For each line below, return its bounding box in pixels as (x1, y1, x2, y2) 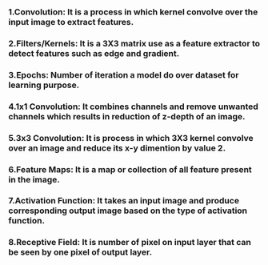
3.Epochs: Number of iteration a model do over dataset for (8, 69, 239, 80)
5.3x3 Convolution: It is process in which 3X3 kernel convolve (8, 132, 254, 143)
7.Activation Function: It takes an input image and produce (8, 195, 240, 207)
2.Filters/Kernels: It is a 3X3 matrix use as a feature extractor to (8, 38, 261, 49)
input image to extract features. (8, 16, 134, 27)
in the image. (8, 174, 60, 185)
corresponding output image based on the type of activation (8, 205, 248, 216)
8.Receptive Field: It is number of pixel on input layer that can (8, 237, 252, 248)
